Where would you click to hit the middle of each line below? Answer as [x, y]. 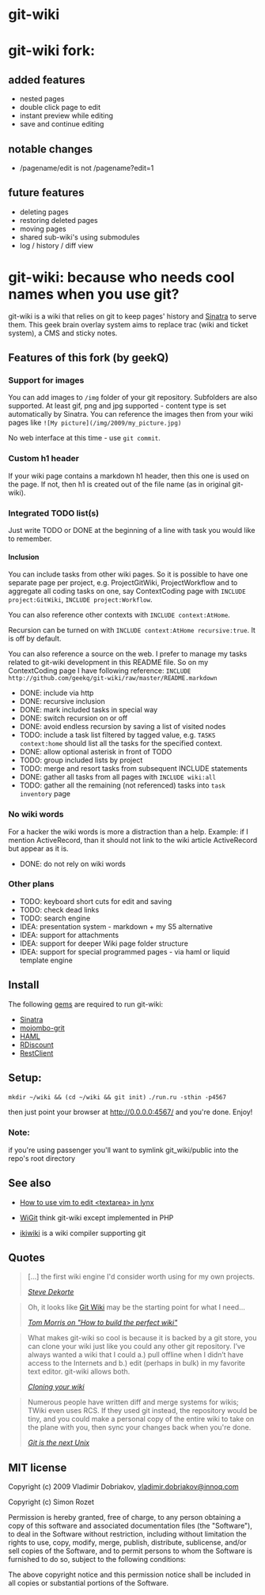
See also [30, 1183]
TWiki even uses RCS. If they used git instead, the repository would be [142, 1411]
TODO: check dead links [59, 909]
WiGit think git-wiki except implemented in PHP [97, 1217]
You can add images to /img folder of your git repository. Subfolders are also [133, 398]
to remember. [30, 539]
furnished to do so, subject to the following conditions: [97, 1559]
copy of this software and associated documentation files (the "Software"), [131, 1526]
